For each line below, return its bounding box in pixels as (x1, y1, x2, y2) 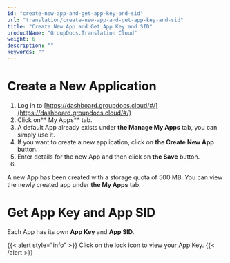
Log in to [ (17, 101, 47, 109)
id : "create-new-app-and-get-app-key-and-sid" (7, 10, 144, 17)
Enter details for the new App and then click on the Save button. (17, 153, 200, 161)
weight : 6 (7, 36, 36, 43)
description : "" (7, 42, 54, 49)
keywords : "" (7, 49, 45, 56)
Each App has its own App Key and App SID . (7, 227, 135, 235)
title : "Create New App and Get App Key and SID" (7, 23, 153, 30)
